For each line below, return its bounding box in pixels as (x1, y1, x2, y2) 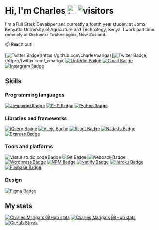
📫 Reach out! (5, 41, 32, 47)
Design (5, 177, 22, 183)
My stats (5, 202, 32, 210)
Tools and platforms (5, 143, 53, 150)
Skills (5, 77, 22, 85)
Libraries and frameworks (5, 115, 67, 122)
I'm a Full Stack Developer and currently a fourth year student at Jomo (5, 21, 145, 27)
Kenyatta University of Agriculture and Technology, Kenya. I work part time (5, 26, 155, 32)
